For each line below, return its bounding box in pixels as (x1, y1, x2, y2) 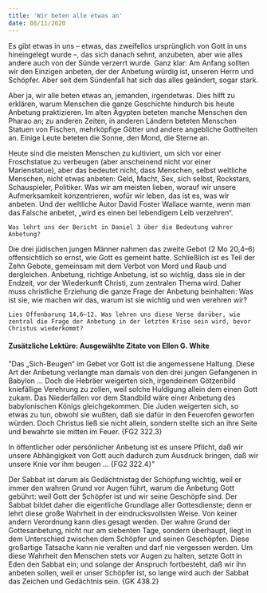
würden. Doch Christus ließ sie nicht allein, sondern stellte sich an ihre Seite (8, 418, 257, 428)
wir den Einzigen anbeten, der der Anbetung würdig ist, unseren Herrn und (8, 66, 254, 76)
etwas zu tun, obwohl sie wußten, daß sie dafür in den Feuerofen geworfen (8, 409, 255, 419)
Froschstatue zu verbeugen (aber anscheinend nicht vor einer (8, 156, 212, 166)
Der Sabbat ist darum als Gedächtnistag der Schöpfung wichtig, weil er (8, 474, 241, 484)
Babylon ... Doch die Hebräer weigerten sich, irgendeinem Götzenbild (8, 376, 237, 385)
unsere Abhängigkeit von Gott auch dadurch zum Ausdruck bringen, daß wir (8, 450, 259, 460)
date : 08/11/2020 (8, 19, 66, 27)
